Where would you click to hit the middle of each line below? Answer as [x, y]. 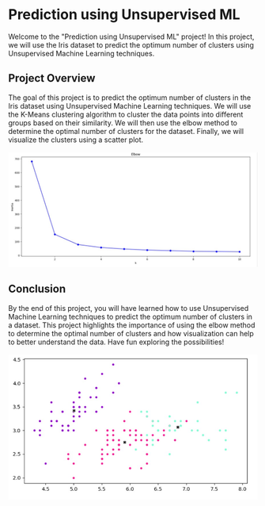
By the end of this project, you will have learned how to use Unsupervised [129, 308]
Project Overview [52, 78]
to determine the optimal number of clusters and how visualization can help [131, 333]
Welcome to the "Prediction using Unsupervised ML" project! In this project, [131, 36]
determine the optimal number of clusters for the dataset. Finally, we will [126, 131]
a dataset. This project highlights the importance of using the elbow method [132, 325]
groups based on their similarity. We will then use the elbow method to [123, 123]
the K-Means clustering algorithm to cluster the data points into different [126, 114]
